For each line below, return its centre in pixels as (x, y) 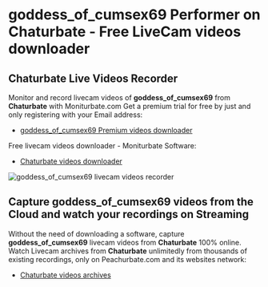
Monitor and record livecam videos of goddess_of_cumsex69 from (119, 97)
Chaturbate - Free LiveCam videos (125, 32)
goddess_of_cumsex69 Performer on (135, 15)
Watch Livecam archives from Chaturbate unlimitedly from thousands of (128, 251)
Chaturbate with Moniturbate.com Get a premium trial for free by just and (130, 106)
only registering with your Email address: (76, 115)
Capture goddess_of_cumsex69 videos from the (131, 202)
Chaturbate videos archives (66, 275)
